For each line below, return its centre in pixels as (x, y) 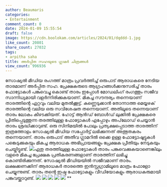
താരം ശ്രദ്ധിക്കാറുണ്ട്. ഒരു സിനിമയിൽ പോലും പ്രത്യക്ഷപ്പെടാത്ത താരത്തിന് (81, 126)
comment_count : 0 (23, 24)
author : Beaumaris (24, 10)
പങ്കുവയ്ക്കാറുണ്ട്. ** (38, 178)
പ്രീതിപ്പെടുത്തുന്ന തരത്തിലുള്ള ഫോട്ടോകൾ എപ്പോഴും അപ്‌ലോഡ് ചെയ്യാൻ (80, 120)
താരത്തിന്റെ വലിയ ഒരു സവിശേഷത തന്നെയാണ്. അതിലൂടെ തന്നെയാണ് (82, 109)
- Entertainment (22, 19)
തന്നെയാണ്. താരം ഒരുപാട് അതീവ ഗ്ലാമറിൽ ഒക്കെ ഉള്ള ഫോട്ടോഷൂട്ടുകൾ (80, 137)
